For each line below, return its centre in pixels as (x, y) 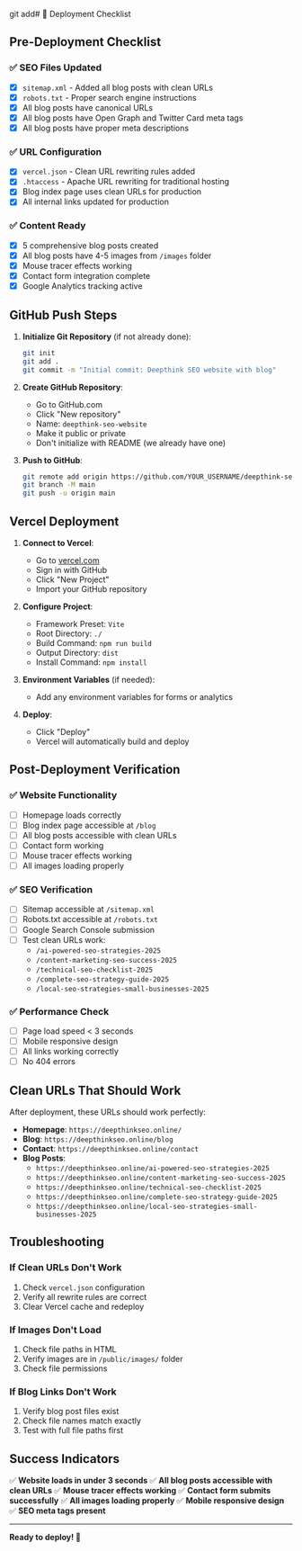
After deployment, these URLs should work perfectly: (108, 1112)
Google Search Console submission (89, 929)
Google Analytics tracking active (82, 286)
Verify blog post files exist (71, 1412)
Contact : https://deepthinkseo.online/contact (111, 1148)
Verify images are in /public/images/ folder (102, 1358)
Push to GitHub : (52, 460)
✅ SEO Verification (51, 890)
